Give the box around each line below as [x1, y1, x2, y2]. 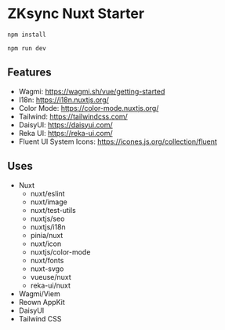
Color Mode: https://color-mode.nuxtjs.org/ [18, 103, 159, 112]
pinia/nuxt [30, 230, 64, 240]
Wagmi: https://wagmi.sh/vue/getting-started [18, 86, 165, 96]
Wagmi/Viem [18, 288, 60, 299]
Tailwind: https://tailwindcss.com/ [18, 112, 129, 121]
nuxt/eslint [30, 189, 65, 198]
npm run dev [7, 44, 46, 52]
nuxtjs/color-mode [30, 247, 91, 256]
